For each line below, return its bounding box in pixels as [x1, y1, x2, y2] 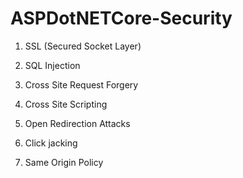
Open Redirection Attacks [24, 117, 131, 129]
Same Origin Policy [24, 156, 104, 168]
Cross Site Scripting [24, 98, 108, 110]
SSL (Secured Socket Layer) [24, 40, 142, 52]
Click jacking [24, 137, 78, 149]
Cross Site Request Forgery [24, 78, 139, 91]
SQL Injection [24, 59, 81, 71]
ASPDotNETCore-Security [10, 7, 233, 30]
